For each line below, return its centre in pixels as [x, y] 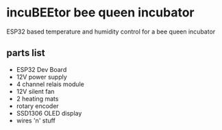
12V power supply [42, 77]
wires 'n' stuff [36, 120]
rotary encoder [37, 106]
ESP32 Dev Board [41, 69]
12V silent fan [35, 91]
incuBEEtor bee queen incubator [100, 13]
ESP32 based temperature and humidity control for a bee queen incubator [111, 31]
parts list [26, 53]
